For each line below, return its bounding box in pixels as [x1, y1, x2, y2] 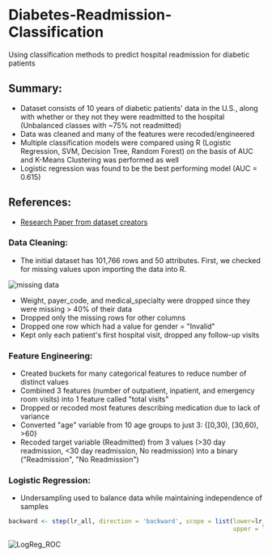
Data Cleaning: [8, 237, 69, 249]
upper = [232, 525, 259, 534]
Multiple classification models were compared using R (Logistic [19, 138, 232, 147]
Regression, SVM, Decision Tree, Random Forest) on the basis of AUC [19, 146, 253, 155]
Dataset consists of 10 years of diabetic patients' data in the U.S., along [19, 103, 259, 113]
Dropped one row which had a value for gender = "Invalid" [19, 321, 216, 331]
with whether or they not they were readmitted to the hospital [19, 112, 225, 121]
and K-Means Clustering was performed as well [19, 155, 180, 164]
